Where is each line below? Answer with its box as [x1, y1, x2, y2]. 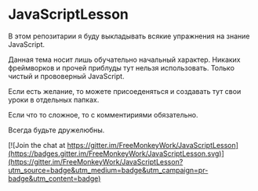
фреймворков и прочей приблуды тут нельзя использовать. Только [8, 63, 235, 72]
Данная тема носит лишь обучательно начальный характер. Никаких [8, 55, 241, 64]
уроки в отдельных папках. [8, 95, 100, 104]
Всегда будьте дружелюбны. [8, 125, 105, 135]
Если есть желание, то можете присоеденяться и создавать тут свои [8, 86, 242, 95]
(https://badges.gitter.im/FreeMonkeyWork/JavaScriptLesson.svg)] [8, 149, 225, 158]
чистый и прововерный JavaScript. [8, 71, 125, 81]
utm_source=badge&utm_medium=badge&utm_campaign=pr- [8, 165, 209, 175]
